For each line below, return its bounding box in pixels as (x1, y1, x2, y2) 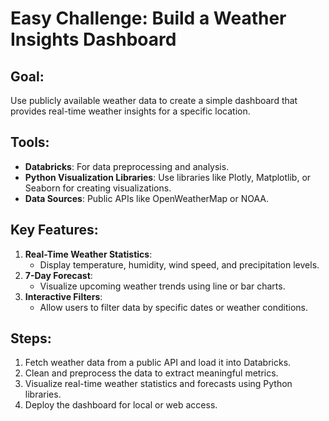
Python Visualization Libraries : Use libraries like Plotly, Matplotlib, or (24, 171, 312, 183)
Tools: (10, 134, 50, 151)
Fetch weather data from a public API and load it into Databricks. (24, 357, 292, 369)
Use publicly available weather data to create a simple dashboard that (10, 95, 298, 106)
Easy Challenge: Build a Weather (10, 7, 287, 30)
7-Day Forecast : (24, 269, 93, 281)
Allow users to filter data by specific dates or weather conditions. (39, 301, 309, 313)
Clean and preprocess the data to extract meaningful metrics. (24, 367, 279, 379)
